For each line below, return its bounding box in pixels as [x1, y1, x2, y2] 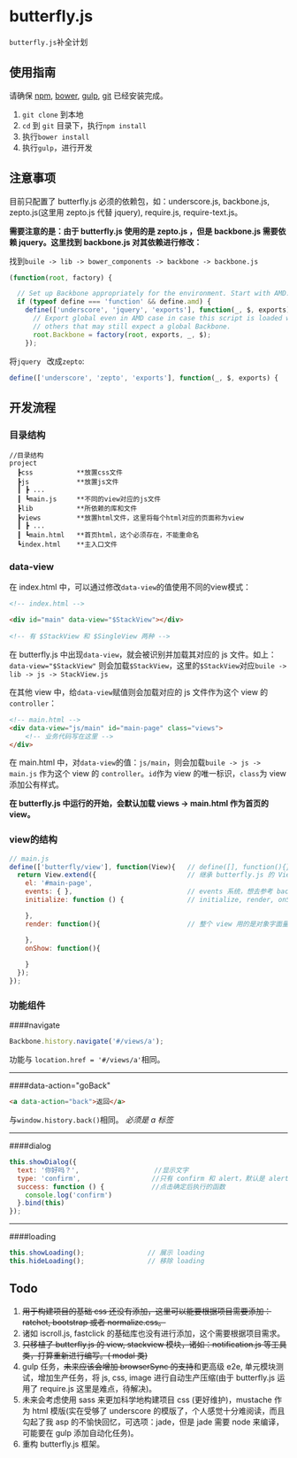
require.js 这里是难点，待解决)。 [39, 1383, 157, 1393]
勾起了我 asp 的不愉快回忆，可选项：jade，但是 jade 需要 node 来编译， [21, 1416, 285, 1427]
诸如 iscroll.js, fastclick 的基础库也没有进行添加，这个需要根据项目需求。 [21, 1328, 286, 1338]
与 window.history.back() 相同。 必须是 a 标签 [9, 1115, 174, 1125]
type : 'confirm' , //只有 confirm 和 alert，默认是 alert [17, 1174, 289, 1183]
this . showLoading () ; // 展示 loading [9, 1248, 205, 1258]
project [9, 459, 38, 468]
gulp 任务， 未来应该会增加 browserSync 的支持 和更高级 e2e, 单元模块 [21, 1361, 277, 1371]
